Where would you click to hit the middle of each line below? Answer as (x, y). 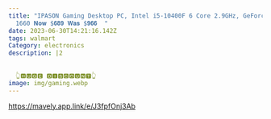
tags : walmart (32, 38)
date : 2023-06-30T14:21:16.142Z (63, 31)
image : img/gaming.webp (48, 83)
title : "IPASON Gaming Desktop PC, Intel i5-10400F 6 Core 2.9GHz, (124, 16)
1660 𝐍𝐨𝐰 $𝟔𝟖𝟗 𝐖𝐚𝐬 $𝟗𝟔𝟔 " (62, 23)
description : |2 (35, 53)
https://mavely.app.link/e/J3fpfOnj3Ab (72, 106)
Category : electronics (46, 46)
